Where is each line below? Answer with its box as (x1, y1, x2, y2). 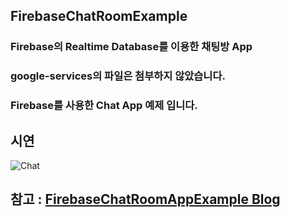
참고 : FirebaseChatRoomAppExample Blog (10, 191, 281, 208)
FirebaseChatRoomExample (10, 8, 188, 25)
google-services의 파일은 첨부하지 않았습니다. (10, 69, 226, 83)
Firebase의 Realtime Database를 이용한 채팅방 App (10, 40, 253, 54)
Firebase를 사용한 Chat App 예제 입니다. (10, 99, 198, 113)
